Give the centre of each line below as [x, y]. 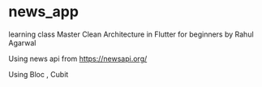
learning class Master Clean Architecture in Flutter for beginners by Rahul [131, 34]
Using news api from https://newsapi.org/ [78, 59]
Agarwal [22, 42]
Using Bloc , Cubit [39, 74]
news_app [44, 12]
